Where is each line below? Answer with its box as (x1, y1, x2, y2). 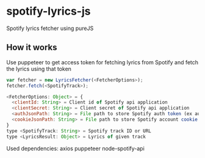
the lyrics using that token (6, 65, 72, 72)
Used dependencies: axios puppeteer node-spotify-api (6, 145, 145, 152)
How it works (6, 42, 57, 53)
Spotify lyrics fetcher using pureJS (6, 24, 94, 32)
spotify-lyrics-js (6, 4, 91, 18)
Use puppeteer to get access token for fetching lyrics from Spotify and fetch (6, 58, 199, 66)
